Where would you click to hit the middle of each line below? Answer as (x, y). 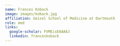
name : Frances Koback (27, 9)
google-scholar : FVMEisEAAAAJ (40, 32)
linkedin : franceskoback (34, 36)
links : (12, 27)
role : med (15, 23)
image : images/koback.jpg (31, 14)
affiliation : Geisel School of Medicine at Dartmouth (60, 18)
